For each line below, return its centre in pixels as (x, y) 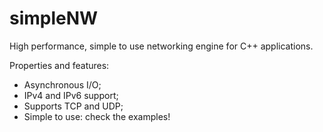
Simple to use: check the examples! (97, 116)
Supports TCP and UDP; (73, 106)
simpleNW (54, 18)
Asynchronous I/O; (62, 84)
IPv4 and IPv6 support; (71, 95)
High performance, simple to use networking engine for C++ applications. (161, 46)
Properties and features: (59, 65)
